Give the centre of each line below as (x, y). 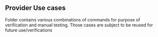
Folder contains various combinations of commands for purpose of (73, 19)
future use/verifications (29, 30)
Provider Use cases (36, 8)
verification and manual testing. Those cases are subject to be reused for (79, 25)
